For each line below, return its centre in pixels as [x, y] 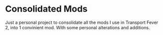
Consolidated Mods [46, 9]
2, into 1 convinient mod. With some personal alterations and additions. [78, 27]
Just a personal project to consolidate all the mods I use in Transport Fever [82, 22]
